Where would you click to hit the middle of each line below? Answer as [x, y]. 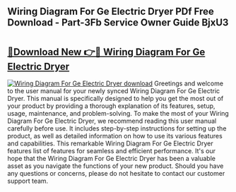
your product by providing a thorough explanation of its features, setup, [111, 106]
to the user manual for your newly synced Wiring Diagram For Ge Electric [114, 91]
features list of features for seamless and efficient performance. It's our [112, 151]
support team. [28, 181]
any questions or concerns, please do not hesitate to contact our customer [116, 173]
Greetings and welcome [189, 83]
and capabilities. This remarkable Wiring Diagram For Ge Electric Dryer [110, 143]
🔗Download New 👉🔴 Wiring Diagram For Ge [106, 52]
